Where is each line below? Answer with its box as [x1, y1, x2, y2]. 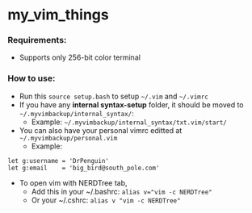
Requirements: [7, 35, 67, 46]
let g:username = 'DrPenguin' [7, 157, 110, 165]
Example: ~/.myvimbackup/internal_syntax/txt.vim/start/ [31, 117, 228, 127]
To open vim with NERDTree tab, [19, 177, 128, 187]
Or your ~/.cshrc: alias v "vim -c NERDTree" [31, 195, 181, 205]
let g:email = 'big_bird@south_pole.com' [7, 164, 160, 172]
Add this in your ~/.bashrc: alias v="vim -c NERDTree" [31, 186, 213, 196]
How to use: [7, 73, 56, 84]
